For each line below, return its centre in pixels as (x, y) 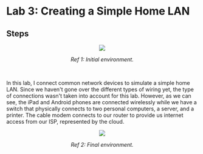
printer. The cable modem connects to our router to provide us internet (95, 115)
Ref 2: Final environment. (102, 145)
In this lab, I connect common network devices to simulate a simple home (98, 83)
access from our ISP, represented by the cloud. (65, 122)
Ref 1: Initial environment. (102, 59)
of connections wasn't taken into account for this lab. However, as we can (99, 96)
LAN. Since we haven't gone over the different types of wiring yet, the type (100, 89)
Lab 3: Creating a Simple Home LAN (98, 11)
